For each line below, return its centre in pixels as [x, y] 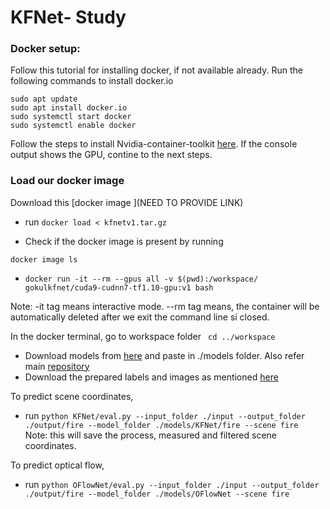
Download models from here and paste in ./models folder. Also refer [164, 355]
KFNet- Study [68, 17]
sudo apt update [44, 99]
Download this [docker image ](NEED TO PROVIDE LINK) [127, 202]
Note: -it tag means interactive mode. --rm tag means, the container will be [165, 306]
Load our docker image [67, 181]
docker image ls [44, 259]
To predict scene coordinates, [72, 396]
